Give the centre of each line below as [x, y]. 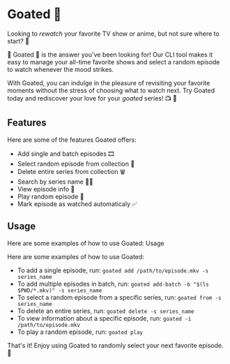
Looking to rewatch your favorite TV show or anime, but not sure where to [113, 34]
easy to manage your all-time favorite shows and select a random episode [114, 61]
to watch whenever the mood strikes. [61, 69]
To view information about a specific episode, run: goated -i [104, 318]
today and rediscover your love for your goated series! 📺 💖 [92, 98]
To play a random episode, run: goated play [80, 332]
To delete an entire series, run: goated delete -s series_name [106, 311]
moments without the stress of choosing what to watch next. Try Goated [111, 90]
